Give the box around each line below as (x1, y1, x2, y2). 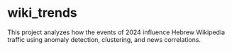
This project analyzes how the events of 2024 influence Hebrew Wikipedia (7, 28, 226, 36)
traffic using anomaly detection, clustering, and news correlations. (7, 35, 201, 43)
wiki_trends (7, 5, 77, 21)
